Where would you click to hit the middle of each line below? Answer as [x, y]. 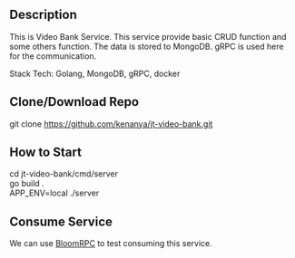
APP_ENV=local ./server [54, 193]
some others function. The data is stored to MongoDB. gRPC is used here [147, 46]
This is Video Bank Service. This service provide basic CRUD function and [148, 36]
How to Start [45, 153]
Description [43, 15]
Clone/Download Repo [74, 102]
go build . [27, 184]
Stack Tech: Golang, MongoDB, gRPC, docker [95, 73]
